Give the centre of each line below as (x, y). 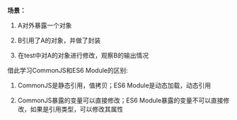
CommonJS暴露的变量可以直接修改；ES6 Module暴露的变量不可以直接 (121, 100)
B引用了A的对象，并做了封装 (59, 40)
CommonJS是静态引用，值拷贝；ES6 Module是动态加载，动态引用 (114, 85)
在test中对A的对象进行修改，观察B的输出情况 (83, 55)
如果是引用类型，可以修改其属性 (77, 109)
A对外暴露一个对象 (45, 25)
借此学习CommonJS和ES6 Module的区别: (68, 70)
